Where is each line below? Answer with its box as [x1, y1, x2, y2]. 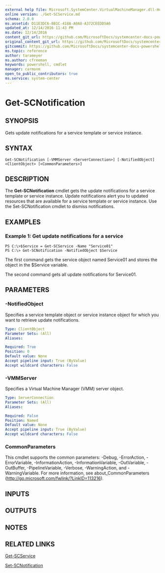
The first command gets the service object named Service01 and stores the [5, 257, 158, 263]
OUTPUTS [5, 506, 37, 515]
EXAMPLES [5, 218, 41, 226]
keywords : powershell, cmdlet [5, 62, 67, 67]
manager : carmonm [5, 67, 41, 72]
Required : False [5, 413, 38, 418]
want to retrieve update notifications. [5, 317, 80, 323]
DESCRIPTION [5, 174, 49, 183]
